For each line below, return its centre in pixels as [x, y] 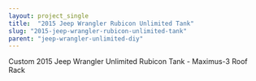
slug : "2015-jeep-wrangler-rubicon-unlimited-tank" [98, 31]
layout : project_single [49, 16]
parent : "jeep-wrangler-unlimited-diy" [76, 38]
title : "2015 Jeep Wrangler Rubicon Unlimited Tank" [102, 23]
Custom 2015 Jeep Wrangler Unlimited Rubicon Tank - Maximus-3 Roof [128, 62]
